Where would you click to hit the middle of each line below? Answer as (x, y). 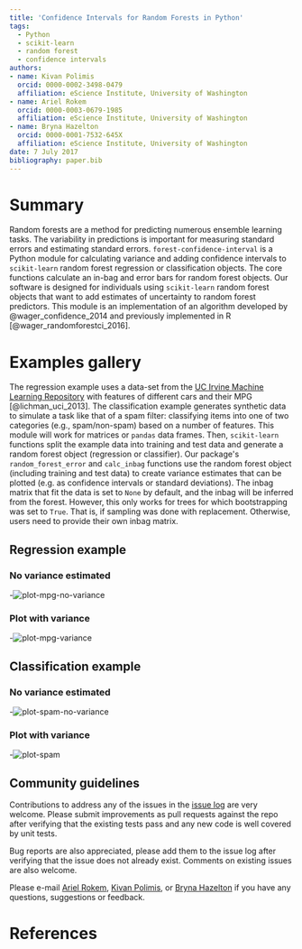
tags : (19, 26)
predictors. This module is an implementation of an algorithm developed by (149, 307)
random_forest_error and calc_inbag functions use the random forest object (151, 464)
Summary (46, 205)
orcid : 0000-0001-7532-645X (70, 135)
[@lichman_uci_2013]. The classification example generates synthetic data (148, 406)
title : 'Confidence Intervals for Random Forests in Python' (127, 18)
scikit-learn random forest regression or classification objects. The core (146, 268)
